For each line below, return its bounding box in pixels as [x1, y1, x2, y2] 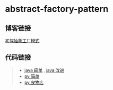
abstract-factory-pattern [5, 3, 109, 15]
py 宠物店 [24, 79, 44, 85]
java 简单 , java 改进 [24, 67, 65, 73]
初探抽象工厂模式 [5, 38, 40, 43]
